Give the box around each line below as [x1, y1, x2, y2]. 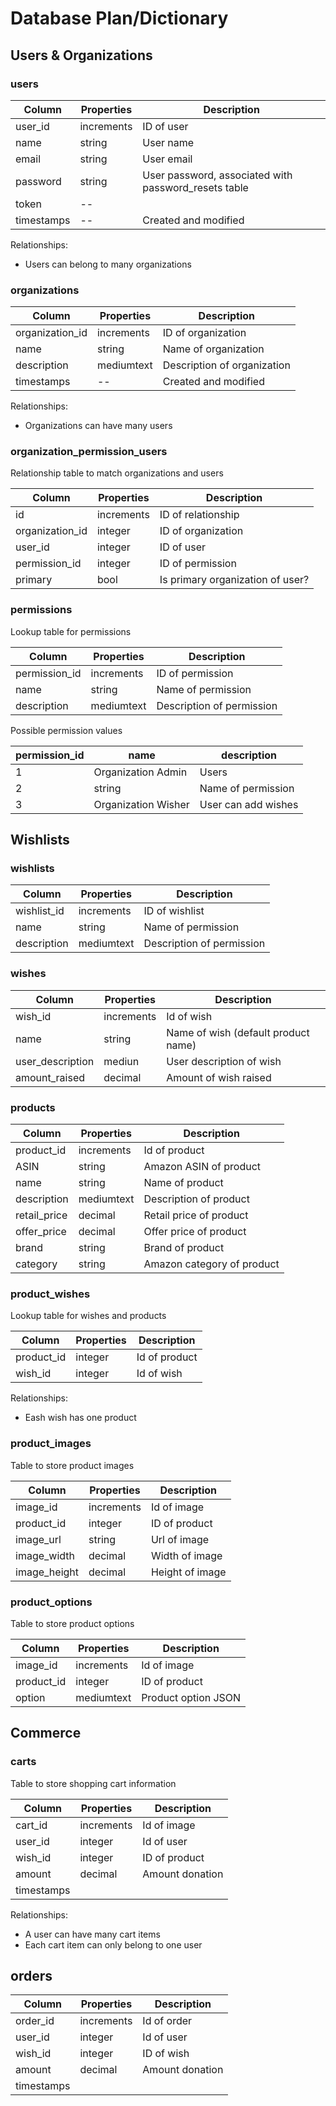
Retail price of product [143, 1208, 249, 1222]
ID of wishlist [143, 904, 205, 918]
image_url [15, 1532, 62, 1546]
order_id [15, 2014, 55, 2028]
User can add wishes [199, 797, 299, 811]
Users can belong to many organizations [24, 258, 192, 270]
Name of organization [162, 342, 265, 356]
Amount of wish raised [166, 1070, 272, 1084]
